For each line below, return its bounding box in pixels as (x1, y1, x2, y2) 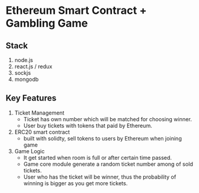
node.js (14, 57, 34, 63)
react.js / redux (14, 63, 53, 70)
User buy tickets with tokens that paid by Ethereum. (23, 122, 152, 129)
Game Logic (14, 147, 45, 154)
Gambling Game (5, 16, 88, 30)
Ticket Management (14, 109, 65, 116)
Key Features (5, 93, 57, 103)
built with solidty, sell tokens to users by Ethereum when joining (23, 134, 182, 142)
